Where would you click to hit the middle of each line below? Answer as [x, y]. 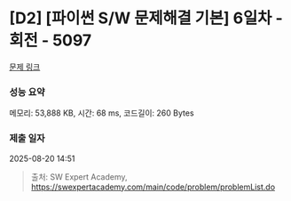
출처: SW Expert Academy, [79, 177]
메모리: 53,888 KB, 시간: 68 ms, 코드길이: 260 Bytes [102, 113]
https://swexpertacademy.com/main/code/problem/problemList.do [153, 187]
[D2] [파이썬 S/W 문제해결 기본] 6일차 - [146, 18]
